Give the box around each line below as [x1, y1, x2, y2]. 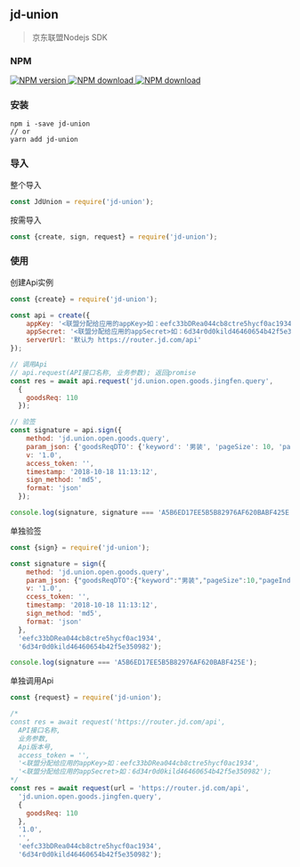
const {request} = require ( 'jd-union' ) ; [10, 693, 163, 702]
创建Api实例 [10, 276, 54, 288]
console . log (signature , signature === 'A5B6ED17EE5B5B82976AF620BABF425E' [10, 508, 294, 517]
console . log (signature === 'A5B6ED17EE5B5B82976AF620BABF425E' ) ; [10, 658, 257, 667]
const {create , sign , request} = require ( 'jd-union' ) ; [10, 232, 218, 241]
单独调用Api [10, 675, 54, 686]
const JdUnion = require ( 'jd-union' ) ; [10, 197, 154, 206]
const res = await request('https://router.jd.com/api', [10, 717, 226, 726]
